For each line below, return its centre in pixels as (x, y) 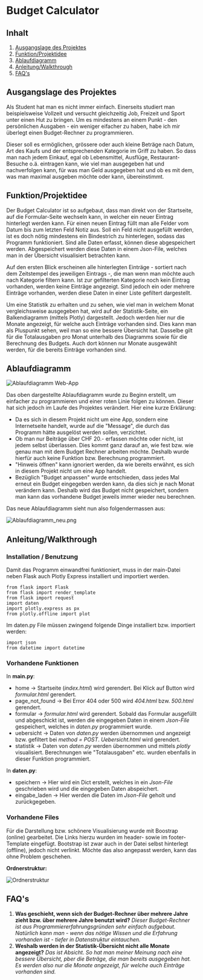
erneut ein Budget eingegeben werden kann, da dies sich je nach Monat (105, 484)
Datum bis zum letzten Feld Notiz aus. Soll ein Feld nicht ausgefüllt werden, (100, 229)
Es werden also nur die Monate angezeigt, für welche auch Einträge (100, 965)
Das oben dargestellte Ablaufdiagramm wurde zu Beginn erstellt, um (91, 395)
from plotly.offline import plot (48, 614)
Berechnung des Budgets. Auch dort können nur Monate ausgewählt (92, 343)
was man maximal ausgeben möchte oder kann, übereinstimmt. (85, 176)
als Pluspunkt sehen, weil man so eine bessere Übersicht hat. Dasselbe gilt (99, 330)
